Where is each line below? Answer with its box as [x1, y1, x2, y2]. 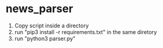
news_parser [5, 2, 74, 16]
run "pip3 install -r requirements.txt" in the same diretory [14, 28, 158, 35]
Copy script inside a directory [14, 22, 89, 29]
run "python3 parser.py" [14, 35, 76, 42]
